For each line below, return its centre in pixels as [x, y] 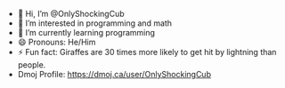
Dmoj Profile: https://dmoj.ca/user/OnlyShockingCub [114, 74]
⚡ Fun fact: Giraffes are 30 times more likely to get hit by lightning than [147, 52]
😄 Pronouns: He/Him [57, 42]
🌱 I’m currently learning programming [86, 32]
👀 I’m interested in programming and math [94, 23]
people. [32, 65]
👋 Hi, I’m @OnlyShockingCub [71, 14]
